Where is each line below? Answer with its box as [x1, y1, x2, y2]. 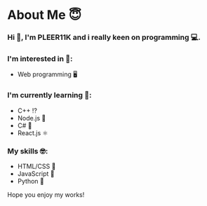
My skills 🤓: [7, 146, 48, 156]
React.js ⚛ [17, 128, 48, 137]
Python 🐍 [17, 177, 44, 185]
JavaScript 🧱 [17, 170, 55, 178]
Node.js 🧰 [17, 114, 46, 122]
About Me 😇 [7, 7, 82, 23]
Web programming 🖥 [17, 70, 78, 78]
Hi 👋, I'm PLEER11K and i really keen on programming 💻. [7, 32, 201, 42]
